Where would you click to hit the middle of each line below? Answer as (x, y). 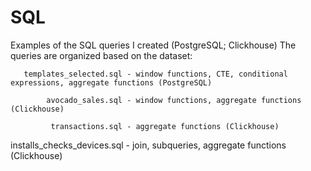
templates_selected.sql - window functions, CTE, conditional (155, 74)
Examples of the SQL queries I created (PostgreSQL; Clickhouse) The (153, 45)
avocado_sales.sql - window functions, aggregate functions (174, 100)
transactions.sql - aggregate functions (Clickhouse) (165, 126)
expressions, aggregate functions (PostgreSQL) (111, 82)
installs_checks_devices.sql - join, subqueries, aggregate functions (148, 145)
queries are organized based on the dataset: (101, 55)
